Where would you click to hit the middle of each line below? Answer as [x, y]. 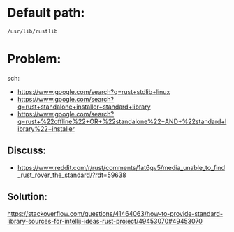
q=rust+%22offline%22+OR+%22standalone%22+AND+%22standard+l [122, 121]
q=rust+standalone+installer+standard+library [84, 107]
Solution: [27, 197]
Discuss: [27, 151]
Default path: [46, 13]
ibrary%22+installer [46, 129]
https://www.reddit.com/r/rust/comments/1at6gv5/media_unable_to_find [121, 167]
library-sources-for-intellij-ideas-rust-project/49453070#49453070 [105, 221]
